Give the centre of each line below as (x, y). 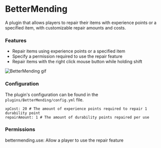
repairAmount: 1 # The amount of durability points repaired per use (77, 117)
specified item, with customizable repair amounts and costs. (65, 27)
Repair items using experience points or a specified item (69, 51)
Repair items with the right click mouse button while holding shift (77, 62)
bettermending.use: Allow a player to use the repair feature (64, 140)
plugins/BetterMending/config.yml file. (44, 99)
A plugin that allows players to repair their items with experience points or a (81, 23)
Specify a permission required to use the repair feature (67, 56)
